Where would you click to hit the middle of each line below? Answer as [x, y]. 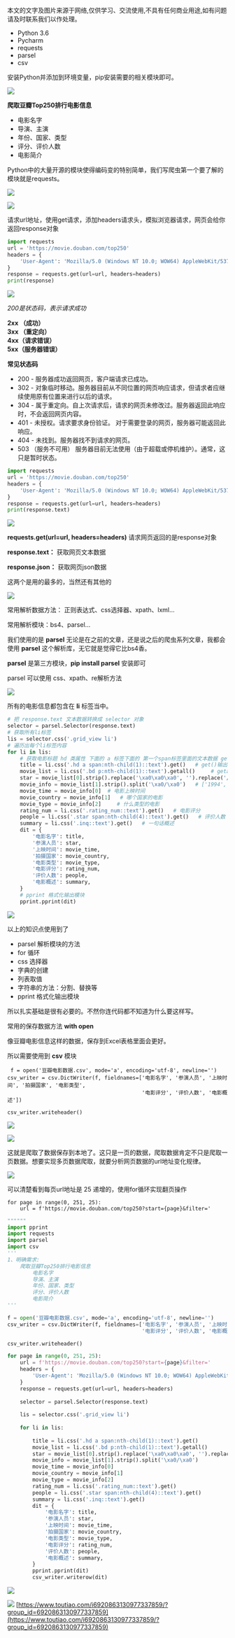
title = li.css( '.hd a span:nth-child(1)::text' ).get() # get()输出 [124, 765]
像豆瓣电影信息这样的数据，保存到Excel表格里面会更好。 [88, 1040]
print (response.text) [39, 510]
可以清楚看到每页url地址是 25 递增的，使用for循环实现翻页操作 [97, 1189]
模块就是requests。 [35, 178]
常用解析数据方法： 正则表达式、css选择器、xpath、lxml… [91, 610]
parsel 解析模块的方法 [49, 944]
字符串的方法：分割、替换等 [57, 987]
